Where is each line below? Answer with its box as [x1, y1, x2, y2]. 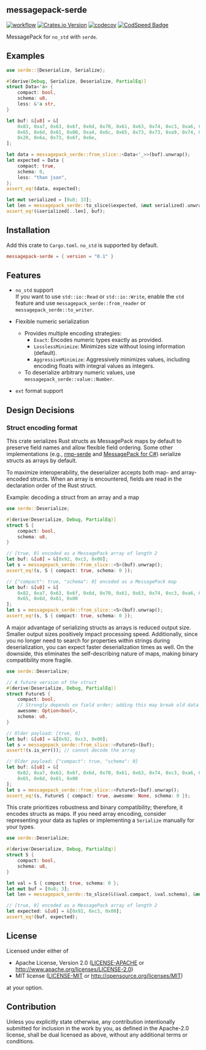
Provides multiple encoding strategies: [24, 330, 122, 337]
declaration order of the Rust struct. [6, 482, 97, 489]
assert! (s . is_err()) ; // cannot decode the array [6, 747, 136, 753]
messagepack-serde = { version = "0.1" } [6, 253, 114, 259]
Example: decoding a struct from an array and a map [6, 493, 140, 501]
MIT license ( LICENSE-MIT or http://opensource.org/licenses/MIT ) [15, 972, 183, 980]
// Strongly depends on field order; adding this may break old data [17, 702, 199, 709]
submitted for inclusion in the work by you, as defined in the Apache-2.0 [6, 1024, 189, 1032]
